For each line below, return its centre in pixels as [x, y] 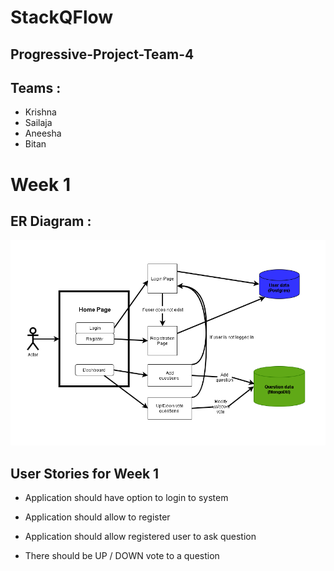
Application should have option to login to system [126, 497]
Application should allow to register [97, 517]
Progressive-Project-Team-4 [102, 54]
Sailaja [38, 123]
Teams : [36, 87]
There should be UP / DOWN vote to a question [122, 555]
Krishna [40, 112]
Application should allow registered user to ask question [140, 536]
